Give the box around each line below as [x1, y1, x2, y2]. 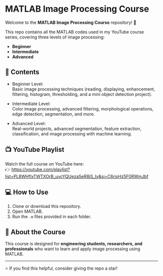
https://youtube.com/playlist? [11, 166, 70, 172]
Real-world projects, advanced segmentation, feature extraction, [12, 126, 142, 131]
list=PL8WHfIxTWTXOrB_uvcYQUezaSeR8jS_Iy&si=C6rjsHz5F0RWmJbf [5, 173, 149, 179]
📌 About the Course [5, 228, 65, 236]
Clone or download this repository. [12, 203, 81, 209]
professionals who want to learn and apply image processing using [5, 246, 141, 252]
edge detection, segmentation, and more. [12, 111, 95, 117]
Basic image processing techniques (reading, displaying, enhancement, [12, 86, 155, 92]
